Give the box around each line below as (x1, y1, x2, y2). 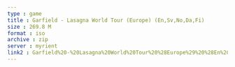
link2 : (7, 50, 30, 57)
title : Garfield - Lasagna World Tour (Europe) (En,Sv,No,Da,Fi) (7, 17, 205, 24)
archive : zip (7, 36, 49, 43)
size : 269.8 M (7, 23, 52, 30)
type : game (7, 10, 42, 17)
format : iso (7, 29, 45, 37)
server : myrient (7, 43, 58, 50)
